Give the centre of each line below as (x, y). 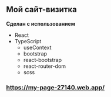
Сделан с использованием (41, 23)
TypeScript (28, 41)
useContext (37, 47)
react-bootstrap (43, 60)
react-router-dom (45, 66)
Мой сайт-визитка (42, 10)
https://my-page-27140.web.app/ (55, 87)
